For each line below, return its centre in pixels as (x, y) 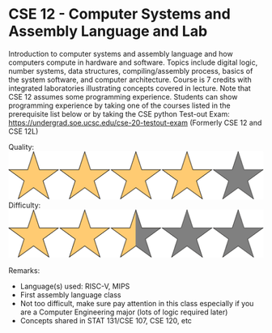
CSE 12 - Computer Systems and (119, 14)
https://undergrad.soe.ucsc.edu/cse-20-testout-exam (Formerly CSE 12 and (135, 122)
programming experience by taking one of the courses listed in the (119, 105)
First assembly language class (70, 295)
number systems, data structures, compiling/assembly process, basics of (131, 70)
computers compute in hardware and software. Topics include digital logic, (133, 62)
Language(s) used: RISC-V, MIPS (75, 286)
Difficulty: (25, 205)
